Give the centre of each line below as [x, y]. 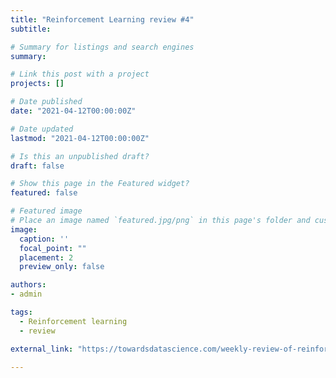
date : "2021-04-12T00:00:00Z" [73, 111]
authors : [28, 285]
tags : [21, 312]
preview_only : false [62, 267]
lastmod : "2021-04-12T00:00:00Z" [80, 138]
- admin [26, 294]
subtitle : [31, 29]
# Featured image [46, 211]
